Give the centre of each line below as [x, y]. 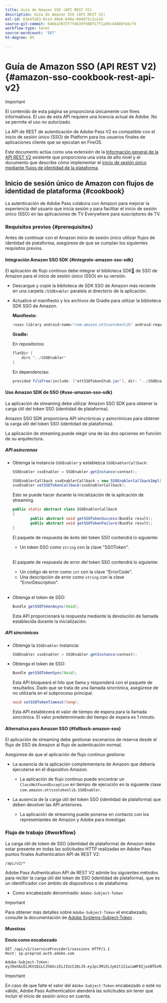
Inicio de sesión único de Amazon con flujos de [80, 183]
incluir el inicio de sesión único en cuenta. [48, 996]
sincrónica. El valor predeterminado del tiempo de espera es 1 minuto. [84, 717]
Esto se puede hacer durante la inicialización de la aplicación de [78, 495]
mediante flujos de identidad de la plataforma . [52, 168]
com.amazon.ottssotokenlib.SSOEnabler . [61, 790]
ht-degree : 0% [20, 38]
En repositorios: [28, 344]
